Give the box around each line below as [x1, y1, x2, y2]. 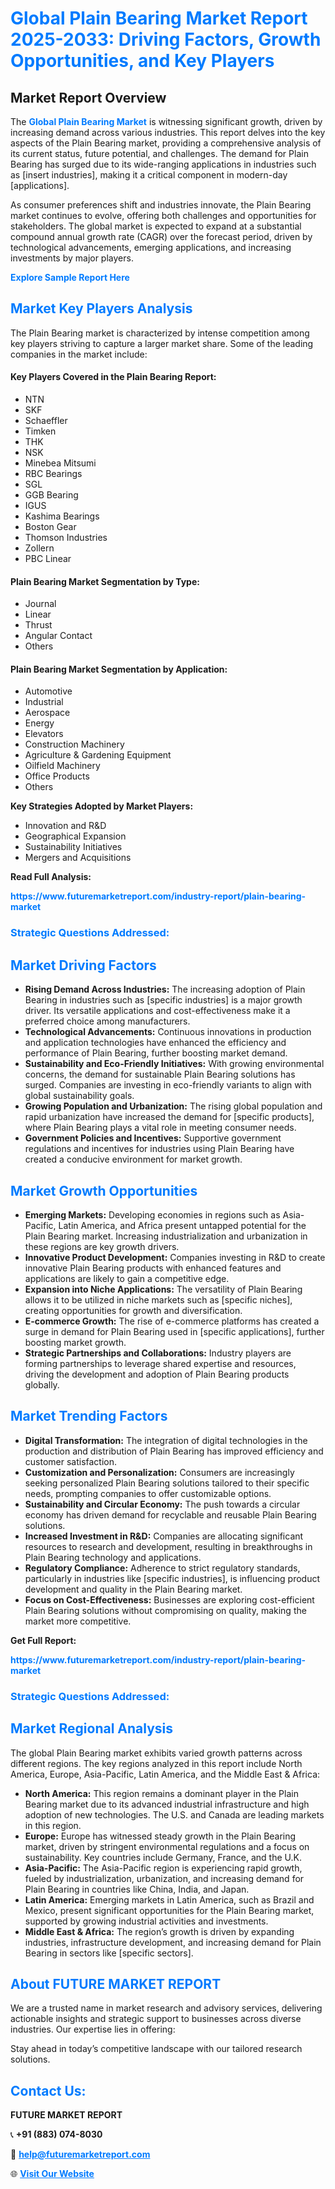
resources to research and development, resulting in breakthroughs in [24, 1540, 313, 1552]
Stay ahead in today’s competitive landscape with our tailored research [10, 2043, 303, 2055]
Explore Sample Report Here [10, 272, 130, 283]
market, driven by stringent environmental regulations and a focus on [24, 1840, 310, 1852]
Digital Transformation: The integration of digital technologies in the [24, 1434, 308, 1446]
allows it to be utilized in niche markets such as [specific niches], [24, 1293, 293, 1306]
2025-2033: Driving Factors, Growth [10, 28, 322, 51]
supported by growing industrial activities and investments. [24, 1915, 269, 1927]
